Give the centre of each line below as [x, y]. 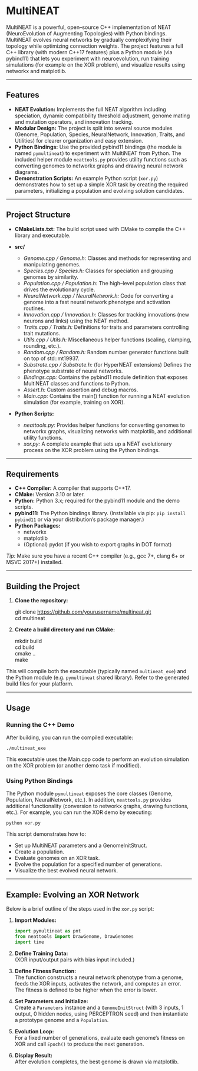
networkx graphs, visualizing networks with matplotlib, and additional [108, 431]
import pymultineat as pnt [48, 931]
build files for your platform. [40, 684]
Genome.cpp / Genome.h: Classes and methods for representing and [107, 258]
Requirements [32, 474]
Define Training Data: [41, 953]
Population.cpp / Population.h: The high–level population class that [105, 283]
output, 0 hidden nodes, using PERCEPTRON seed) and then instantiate [101, 1014]
